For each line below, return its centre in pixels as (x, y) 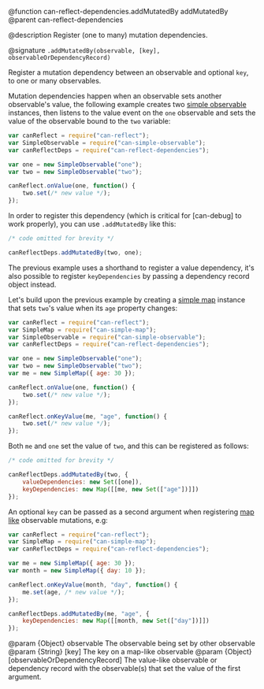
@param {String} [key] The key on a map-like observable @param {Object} (130, 652)
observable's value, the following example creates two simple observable (127, 104)
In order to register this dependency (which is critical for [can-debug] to (125, 215)
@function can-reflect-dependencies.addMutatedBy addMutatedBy (118, 11)
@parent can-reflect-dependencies (66, 20)
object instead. (32, 284)
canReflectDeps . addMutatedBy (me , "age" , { (79, 613)
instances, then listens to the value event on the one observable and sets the (132, 113)
